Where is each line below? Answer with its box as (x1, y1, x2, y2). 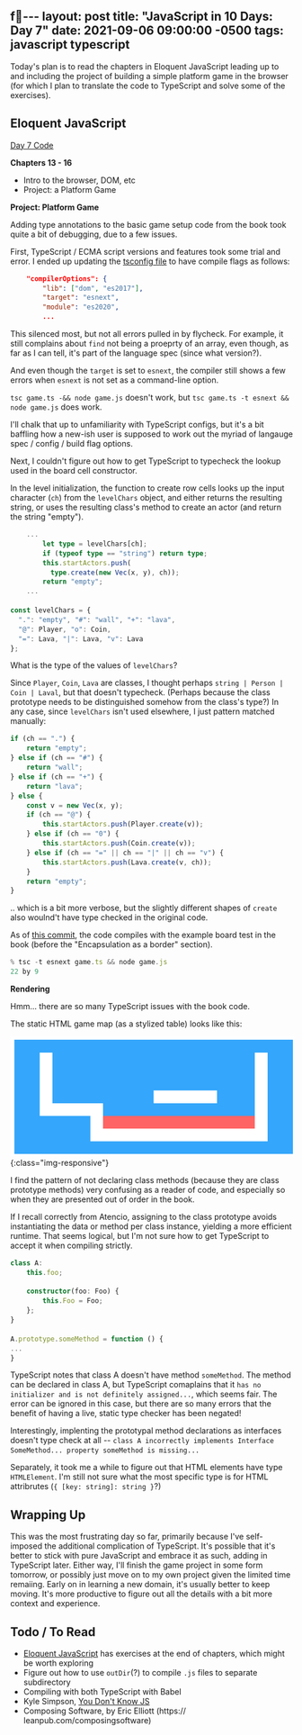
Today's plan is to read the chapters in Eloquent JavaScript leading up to (10, 60, 280, 72)
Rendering (10, 983, 50, 994)
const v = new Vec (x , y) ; (26, 800, 124, 810)
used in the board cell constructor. (10, 465, 138, 475)
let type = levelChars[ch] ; (42, 539, 147, 548)
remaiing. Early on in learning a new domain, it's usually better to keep (10, 1579, 271, 1590)
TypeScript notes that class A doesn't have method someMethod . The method (10, 1369, 291, 1380)
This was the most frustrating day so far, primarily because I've (10, 1532, 244, 1542)
